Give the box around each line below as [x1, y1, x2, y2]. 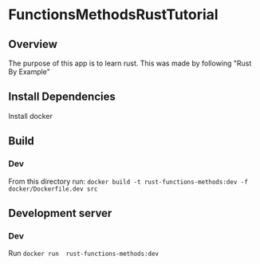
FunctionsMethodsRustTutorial [8, 6, 219, 24]
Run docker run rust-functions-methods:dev [8, 249, 160, 258]
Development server [8, 206, 112, 220]
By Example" [8, 67, 50, 77]
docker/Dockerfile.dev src [8, 185, 98, 193]
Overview [8, 37, 58, 51]
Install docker [8, 111, 53, 120]
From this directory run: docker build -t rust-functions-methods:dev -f [8, 176, 249, 186]
